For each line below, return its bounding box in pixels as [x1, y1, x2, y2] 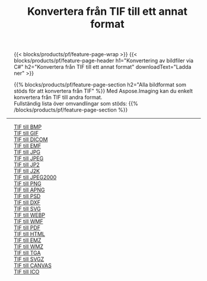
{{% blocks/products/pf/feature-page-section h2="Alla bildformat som [14, 81, 187, 88]
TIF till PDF [14, 224, 40, 231]
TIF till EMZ [14, 237, 42, 244]
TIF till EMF [14, 142, 42, 149]
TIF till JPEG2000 [14, 174, 57, 181]
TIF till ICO [14, 269, 40, 276]
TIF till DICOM [14, 136, 48, 143]
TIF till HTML [14, 231, 45, 238]
